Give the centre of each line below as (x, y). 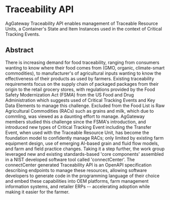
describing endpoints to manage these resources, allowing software (76, 170)
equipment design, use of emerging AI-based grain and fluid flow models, (82, 143)
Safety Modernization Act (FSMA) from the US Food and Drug (70, 94)
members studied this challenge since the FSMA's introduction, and (76, 122)
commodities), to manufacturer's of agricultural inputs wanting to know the (83, 73)
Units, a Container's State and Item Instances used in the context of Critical (84, 28)
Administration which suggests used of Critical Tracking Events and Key (80, 100)
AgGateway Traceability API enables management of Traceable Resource (82, 23)
